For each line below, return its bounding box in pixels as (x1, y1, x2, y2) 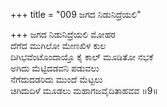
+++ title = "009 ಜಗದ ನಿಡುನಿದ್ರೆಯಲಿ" (10, 9, 142, 20)
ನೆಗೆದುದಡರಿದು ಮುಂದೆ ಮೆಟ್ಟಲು (10, 74, 103, 85)
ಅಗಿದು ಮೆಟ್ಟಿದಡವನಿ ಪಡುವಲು (10, 62, 100, 74)
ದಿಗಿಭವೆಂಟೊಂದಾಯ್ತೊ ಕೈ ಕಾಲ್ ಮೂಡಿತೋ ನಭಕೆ (10, 51, 154, 63)
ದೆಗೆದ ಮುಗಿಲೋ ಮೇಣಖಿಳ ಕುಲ (10, 40, 107, 51)
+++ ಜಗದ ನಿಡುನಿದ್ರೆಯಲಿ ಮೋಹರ (10, 29, 116, 40)
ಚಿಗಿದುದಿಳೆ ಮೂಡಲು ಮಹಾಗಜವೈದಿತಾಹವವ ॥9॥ (10, 85, 158, 96)
